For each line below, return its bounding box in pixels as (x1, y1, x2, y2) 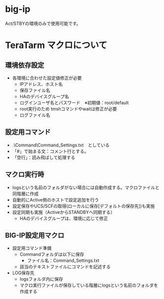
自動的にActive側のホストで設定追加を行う (12, 197, 99, 202)
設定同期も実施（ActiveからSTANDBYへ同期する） (12, 209, 115, 215)
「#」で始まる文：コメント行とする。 (12, 148, 89, 154)
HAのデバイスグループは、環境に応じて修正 (19, 215, 108, 221)
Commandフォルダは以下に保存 (19, 251, 84, 257)
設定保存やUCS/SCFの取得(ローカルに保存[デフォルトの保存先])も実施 (12, 203, 155, 209)
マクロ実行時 (5, 170, 44, 179)
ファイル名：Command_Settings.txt (27, 257, 100, 263)
